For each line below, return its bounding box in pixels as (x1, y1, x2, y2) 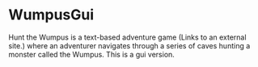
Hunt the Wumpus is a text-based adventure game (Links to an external (8, 32, 247, 42)
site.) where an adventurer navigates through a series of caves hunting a (8, 40, 251, 50)
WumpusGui (8, 6, 95, 24)
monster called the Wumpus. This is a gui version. (8, 49, 176, 59)
